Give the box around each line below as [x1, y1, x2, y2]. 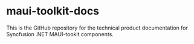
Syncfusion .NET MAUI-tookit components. [6, 30, 114, 37]
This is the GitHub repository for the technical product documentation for [6, 24, 189, 31]
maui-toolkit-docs [6, 4, 100, 18]
